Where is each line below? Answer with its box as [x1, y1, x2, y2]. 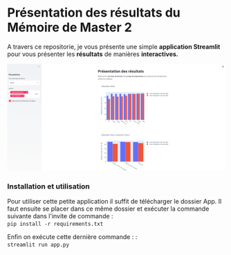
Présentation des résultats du [7, 5, 181, 21]
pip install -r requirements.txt [7, 220, 104, 228]
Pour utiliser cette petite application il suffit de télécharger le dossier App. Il [7, 197, 222, 206]
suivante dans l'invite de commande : [7, 212, 113, 220]
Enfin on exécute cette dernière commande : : [7, 233, 138, 241]
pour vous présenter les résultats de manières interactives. [7, 50, 178, 58]
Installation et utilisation [7, 182, 90, 191]
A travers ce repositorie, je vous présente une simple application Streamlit [7, 42, 221, 51]
